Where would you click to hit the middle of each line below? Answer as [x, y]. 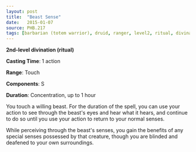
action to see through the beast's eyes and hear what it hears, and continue [97, 113]
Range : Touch [23, 72]
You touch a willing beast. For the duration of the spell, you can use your [93, 106]
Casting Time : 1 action [33, 61]
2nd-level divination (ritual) [40, 50]
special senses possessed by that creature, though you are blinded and [92, 137]
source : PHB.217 [26, 28]
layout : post [22, 11]
